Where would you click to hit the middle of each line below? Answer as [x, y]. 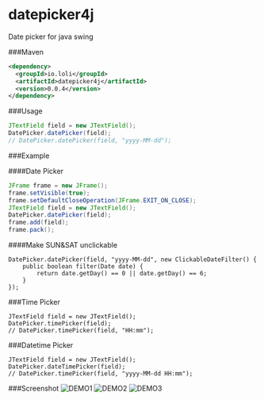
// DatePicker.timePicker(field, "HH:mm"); [81, 331]
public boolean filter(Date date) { [83, 267]
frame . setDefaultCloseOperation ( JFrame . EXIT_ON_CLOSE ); [102, 200]
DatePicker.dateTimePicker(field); [67, 367]
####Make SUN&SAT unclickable [63, 245]
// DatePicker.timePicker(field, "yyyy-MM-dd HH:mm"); [101, 374]
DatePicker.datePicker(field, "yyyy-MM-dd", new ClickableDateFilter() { [133, 260]
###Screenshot [34, 388]
